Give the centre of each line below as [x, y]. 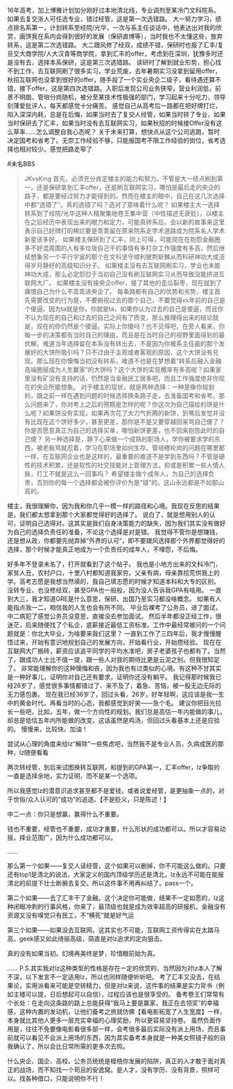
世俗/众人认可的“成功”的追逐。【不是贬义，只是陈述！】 [91, 799]
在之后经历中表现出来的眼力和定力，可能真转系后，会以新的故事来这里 [124, 222]
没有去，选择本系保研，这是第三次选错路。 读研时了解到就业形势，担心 [114, 62]
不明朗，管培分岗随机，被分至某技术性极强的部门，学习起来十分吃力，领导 [119, 97]
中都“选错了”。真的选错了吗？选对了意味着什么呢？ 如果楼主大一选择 [122, 205]
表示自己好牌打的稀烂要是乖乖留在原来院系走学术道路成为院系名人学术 [124, 231]
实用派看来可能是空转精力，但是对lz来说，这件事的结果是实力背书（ [122, 986]
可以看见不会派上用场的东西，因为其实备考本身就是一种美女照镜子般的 [119, 1038]
